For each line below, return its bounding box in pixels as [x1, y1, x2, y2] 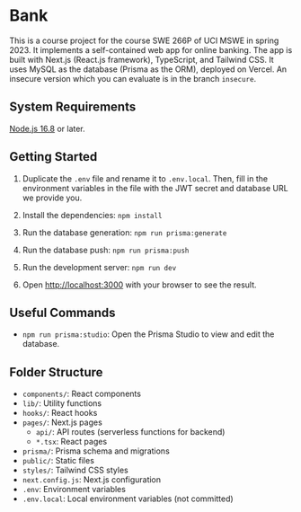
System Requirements [9, 100, 137, 115]
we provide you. [22, 192, 83, 203]
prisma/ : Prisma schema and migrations [22, 446, 171, 456]
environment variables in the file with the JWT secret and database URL [22, 182, 289, 193]
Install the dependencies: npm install [22, 209, 163, 220]
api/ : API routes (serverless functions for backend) [35, 427, 226, 437]
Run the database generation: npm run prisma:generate [22, 226, 227, 238]
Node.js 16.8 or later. [9, 123, 85, 134]
